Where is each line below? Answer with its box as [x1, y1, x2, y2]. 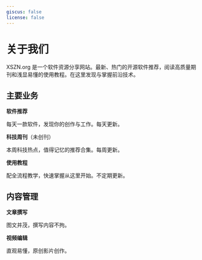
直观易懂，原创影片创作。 [6, 247, 70, 255]
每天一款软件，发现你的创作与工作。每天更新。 [6, 120, 123, 128]
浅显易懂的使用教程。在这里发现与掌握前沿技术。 [16, 71, 139, 79]
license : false [6, 15, 45, 21]
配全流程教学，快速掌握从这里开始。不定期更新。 [6, 172, 128, 179]
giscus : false [6, 8, 42, 15]
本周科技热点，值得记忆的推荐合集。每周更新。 [6, 146, 123, 154]
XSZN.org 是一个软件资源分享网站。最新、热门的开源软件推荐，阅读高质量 [6, 63, 191, 71]
